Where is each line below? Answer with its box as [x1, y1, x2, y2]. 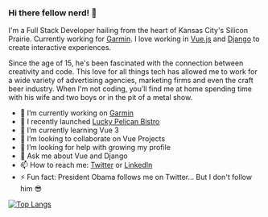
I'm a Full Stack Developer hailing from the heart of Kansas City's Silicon [8, 26, 248, 35]
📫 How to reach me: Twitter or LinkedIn [19, 161, 153, 170]
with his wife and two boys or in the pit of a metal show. [8, 93, 193, 102]
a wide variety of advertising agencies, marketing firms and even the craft [8, 76, 254, 86]
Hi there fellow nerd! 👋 [8, 7, 97, 19]
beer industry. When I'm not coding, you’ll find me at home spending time [8, 84, 252, 94]
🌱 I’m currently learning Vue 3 [19, 125, 119, 136]
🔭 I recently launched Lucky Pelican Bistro [19, 117, 160, 127]
